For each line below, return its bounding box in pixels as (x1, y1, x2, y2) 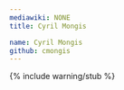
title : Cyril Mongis (9, 22, 88, 31)
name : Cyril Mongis (9, 38, 83, 47)
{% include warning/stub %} (9, 71, 116, 82)
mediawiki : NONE (9, 13, 71, 22)
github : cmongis (9, 46, 71, 55)
